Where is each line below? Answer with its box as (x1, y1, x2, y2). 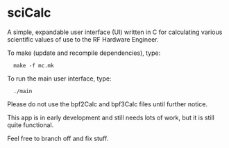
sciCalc (7, 5, 51, 21)
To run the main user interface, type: (7, 74, 112, 83)
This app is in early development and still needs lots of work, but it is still (7, 113, 215, 122)
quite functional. (7, 120, 54, 129)
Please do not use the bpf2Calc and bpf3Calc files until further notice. (7, 99, 208, 108)
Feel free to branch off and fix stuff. (7, 134, 109, 142)
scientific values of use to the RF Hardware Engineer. (7, 35, 159, 43)
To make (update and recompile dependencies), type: (7, 49, 161, 57)
